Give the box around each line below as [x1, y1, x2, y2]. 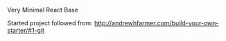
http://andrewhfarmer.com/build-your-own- [94, 19, 219, 27]
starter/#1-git [7, 27, 45, 34]
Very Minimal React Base [7, 6, 78, 14]
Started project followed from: [7, 19, 94, 27]
